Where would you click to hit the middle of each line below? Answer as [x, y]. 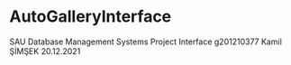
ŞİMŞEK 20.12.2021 [45, 51]
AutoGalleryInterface [91, 17]
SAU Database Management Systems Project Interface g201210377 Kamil [145, 42]
